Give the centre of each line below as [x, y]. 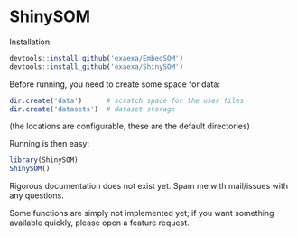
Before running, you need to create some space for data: [115, 84]
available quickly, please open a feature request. [99, 223]
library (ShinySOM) [44, 160]
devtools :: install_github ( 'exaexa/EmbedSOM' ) [96, 58]
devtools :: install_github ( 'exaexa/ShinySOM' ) [96, 66]
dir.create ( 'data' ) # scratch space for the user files [127, 100]
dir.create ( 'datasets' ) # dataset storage [93, 109]
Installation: [31, 42]
